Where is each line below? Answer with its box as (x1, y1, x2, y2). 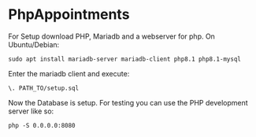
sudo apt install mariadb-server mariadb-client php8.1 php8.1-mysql (8, 55, 242, 63)
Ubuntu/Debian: (8, 39, 60, 49)
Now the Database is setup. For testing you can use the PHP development (8, 98, 248, 107)
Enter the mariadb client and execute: (8, 68, 130, 78)
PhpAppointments (8, 6, 130, 24)
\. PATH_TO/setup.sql (8, 84, 80, 92)
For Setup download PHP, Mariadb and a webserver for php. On (8, 31, 215, 41)
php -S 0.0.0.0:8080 (8, 121, 76, 129)
